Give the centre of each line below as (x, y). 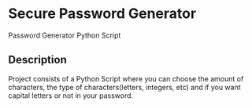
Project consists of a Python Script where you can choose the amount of (126, 78)
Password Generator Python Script (65, 35)
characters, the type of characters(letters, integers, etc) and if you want (125, 87)
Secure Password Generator (102, 14)
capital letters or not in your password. (71, 95)
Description (37, 60)
